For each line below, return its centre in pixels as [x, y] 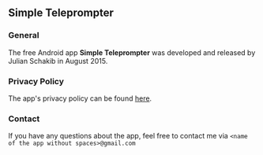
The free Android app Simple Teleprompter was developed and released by [132, 52]
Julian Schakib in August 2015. [58, 61]
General [24, 35]
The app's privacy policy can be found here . [80, 98]
